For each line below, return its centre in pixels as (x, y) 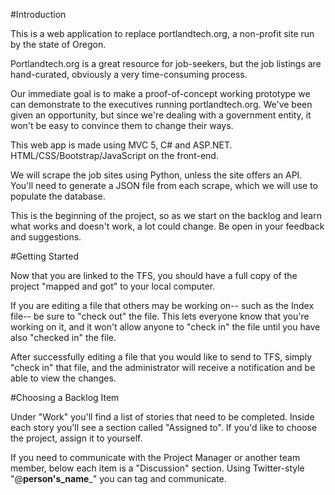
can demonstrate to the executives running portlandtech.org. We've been (161, 104)
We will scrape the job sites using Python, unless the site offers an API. (156, 175)
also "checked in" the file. (63, 337)
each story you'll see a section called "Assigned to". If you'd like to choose (164, 427)
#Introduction (38, 14)
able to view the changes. (63, 378)
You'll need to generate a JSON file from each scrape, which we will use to (164, 185)
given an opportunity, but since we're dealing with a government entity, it (161, 115)
